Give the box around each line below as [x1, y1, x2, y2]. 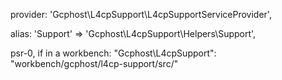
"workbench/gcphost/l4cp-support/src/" [10, 58, 179, 69]
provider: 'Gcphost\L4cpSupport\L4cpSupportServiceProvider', [10, 9, 272, 20]
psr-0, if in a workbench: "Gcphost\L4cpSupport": [10, 47, 217, 59]
